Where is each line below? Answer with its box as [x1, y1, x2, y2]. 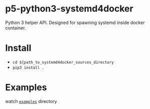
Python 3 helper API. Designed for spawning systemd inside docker [5, 19, 145, 25]
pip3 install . [12, 65, 45, 70]
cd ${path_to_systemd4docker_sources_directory [12, 59, 114, 65]
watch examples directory [5, 98, 57, 104]
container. [5, 24, 26, 30]
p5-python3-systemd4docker [5, 3, 134, 14]
